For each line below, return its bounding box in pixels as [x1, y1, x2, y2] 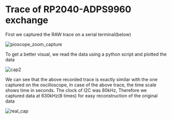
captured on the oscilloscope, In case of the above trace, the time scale [5, 82, 157, 88]
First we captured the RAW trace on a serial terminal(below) [5, 31, 132, 37]
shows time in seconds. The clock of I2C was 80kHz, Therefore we [5, 87, 147, 93]
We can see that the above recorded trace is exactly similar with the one [5, 76, 158, 82]
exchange [5, 14, 49, 26]
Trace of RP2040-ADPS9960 [5, 4, 132, 15]
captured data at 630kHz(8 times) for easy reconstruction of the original [5, 92, 158, 99]
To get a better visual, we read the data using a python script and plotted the [5, 51, 167, 57]
